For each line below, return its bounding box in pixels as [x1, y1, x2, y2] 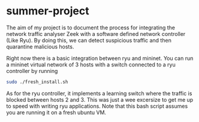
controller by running [6, 67, 58, 74]
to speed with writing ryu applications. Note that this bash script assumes [6, 102, 188, 109]
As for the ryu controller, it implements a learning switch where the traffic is [6, 90, 192, 97]
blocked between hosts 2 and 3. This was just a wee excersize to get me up [6, 96, 194, 103]
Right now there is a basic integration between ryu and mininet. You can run [6, 54, 194, 62]
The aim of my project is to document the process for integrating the [6, 24, 176, 31]
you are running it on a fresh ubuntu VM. [6, 109, 107, 116]
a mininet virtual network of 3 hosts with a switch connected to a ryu [6, 61, 176, 68]
